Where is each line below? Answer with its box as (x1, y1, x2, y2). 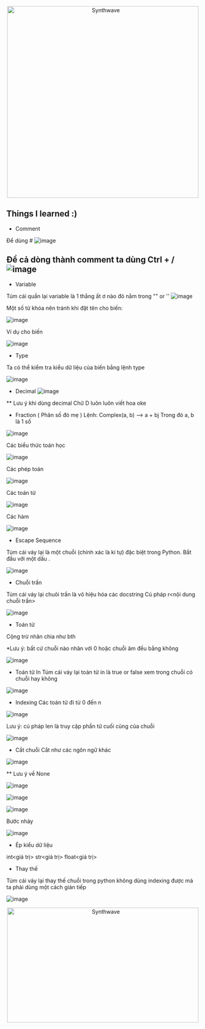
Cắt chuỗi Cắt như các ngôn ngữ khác (15, 746, 111, 754)
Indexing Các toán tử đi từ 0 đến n (15, 698, 102, 706)
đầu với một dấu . (6, 555, 50, 562)
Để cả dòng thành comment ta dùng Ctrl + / (6, 254, 175, 265)
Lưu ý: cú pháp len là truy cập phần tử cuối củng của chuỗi (6, 722, 155, 730)
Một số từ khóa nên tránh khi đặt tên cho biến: (6, 304, 123, 312)
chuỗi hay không (15, 675, 58, 682)
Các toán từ (6, 489, 36, 496)
